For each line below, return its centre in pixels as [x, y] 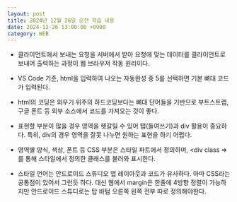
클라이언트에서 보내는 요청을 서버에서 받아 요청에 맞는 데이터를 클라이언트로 [122, 54]
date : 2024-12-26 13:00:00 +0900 [57, 27]
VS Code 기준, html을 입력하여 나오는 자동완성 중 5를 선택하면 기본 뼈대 [117, 78]
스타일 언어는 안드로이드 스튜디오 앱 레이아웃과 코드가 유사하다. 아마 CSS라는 [124, 174]
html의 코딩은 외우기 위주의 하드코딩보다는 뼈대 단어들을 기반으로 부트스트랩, [123, 102]
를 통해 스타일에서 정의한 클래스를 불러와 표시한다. [86, 159]
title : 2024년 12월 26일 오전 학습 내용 [61, 20]
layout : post [27, 14]
